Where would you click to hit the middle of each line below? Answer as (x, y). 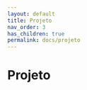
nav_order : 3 (27, 27)
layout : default (31, 14)
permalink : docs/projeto (44, 40)
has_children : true (36, 34)
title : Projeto (30, 21)
